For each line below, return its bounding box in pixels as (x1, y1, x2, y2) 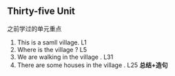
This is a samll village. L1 (17, 38, 87, 47)
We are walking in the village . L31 (17, 53, 114, 61)
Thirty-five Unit (7, 5, 76, 17)
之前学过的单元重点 (7, 24, 62, 33)
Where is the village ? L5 (17, 45, 87, 53)
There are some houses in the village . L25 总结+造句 (17, 61, 168, 69)
